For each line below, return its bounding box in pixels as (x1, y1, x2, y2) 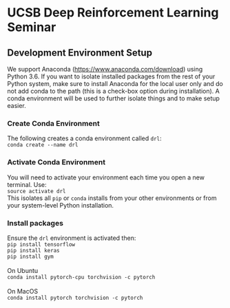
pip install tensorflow (7, 241, 76, 248)
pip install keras (7, 247, 60, 254)
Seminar (7, 19, 56, 35)
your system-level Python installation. (7, 201, 114, 209)
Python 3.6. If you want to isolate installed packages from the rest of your (7, 72, 216, 80)
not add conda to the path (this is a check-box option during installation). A (7, 87, 220, 95)
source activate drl (7, 188, 67, 195)
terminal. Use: (7, 180, 47, 188)
